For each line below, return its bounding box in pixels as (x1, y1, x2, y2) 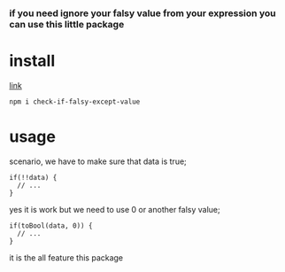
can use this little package (9, 18, 125, 30)
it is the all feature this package (9, 252, 124, 263)
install (9, 51, 56, 71)
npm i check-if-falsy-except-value (9, 97, 141, 106)
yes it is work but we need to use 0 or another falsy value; (9, 204, 220, 214)
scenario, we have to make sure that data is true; (9, 156, 188, 167)
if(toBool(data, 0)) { (9, 221, 93, 230)
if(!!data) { (9, 173, 58, 182)
